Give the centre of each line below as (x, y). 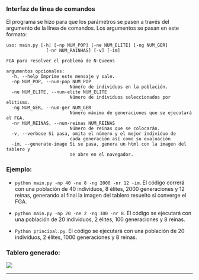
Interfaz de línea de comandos (51, 9)
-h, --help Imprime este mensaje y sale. (63, 77)
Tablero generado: (33, 253)
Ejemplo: (19, 169)
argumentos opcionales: (36, 71)
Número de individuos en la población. (119, 87)
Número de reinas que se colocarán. (115, 129)
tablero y (18, 150)
